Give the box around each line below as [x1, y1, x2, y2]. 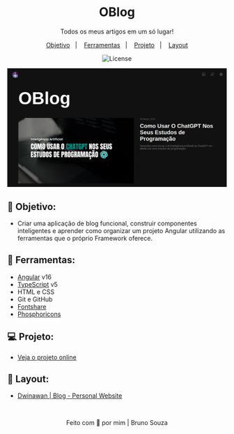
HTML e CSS [17, 287, 55, 296]
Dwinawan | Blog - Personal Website [17, 391, 123, 400]
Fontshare [17, 302, 47, 310]
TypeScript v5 [17, 280, 58, 288]
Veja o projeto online [17, 353, 77, 361]
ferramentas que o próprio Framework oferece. [17, 234, 153, 242]
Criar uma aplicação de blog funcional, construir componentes [17, 219, 197, 227]
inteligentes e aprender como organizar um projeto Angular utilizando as [17, 226, 226, 234]
